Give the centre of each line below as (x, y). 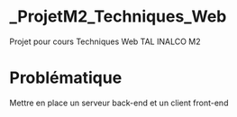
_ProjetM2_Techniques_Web (118, 17)
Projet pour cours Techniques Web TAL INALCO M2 (105, 41)
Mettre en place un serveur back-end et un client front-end (119, 103)
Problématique (66, 78)
